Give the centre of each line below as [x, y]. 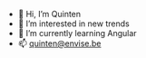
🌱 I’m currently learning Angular [78, 33]
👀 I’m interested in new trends [73, 24]
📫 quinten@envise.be [59, 43]
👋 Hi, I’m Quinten [49, 14]
